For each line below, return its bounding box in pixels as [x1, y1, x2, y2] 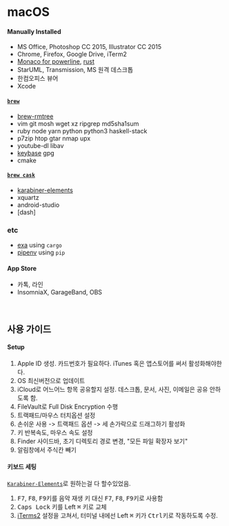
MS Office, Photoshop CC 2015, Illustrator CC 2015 [17, 43, 162, 51]
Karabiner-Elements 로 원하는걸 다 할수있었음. [7, 480, 131, 488]
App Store [7, 264, 37, 272]
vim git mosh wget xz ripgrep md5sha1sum [17, 119, 139, 128]
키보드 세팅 [7, 462, 37, 471]
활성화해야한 [188, 359, 222, 367]
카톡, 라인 [17, 281, 43, 289]
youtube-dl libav [17, 141, 64, 149]
